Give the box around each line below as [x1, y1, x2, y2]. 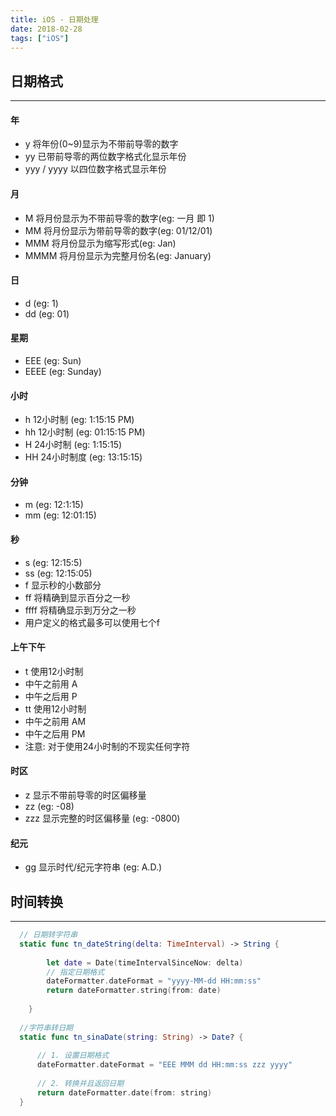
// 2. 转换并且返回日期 [36, 1079, 125, 1089]
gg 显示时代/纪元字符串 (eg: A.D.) [24, 861, 163, 873]
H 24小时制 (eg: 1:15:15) [24, 439, 123, 451]
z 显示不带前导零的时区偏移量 [24, 789, 147, 801]
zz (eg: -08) [24, 801, 75, 813]
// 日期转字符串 [19, 930, 78, 940]
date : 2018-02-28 [10, 24, 83, 34]
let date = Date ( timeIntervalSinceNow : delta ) [46, 957, 244, 968]
